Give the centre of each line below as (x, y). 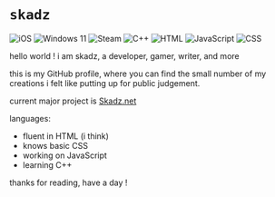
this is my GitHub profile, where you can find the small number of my (138, 74)
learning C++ (47, 164)
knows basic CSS (55, 145)
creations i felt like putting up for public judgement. (105, 83)
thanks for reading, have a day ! (69, 182)
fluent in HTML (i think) (65, 136)
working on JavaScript (64, 155)
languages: (30, 118)
